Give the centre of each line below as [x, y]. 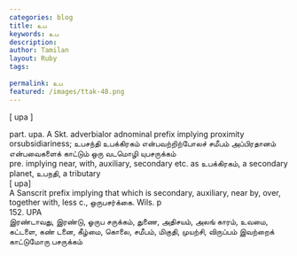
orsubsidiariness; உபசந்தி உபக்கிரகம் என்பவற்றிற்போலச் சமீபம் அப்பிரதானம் [143, 144]
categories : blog [41, 17]
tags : [19, 67]
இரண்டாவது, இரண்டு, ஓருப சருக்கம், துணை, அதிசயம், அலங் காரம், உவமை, [139, 221]
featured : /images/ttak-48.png [67, 91]
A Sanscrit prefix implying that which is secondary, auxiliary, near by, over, [145, 192]
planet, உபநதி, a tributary [55, 173]
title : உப [28, 26]
